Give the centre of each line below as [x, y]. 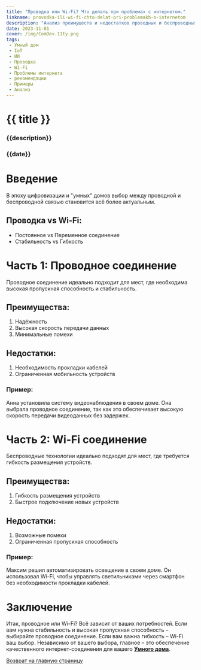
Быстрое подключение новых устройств [67, 502]
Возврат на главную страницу [45, 661]
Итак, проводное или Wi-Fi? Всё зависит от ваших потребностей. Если [97, 624]
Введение [32, 179]
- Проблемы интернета [36, 73]
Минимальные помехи [44, 334]
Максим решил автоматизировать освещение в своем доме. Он [89, 570]
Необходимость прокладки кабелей [61, 368]
